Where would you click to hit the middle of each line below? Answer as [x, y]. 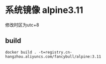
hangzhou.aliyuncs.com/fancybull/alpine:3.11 [53, 57]
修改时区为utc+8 [22, 25]
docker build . [21, 52]
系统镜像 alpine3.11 [44, 10]
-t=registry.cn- [55, 52]
